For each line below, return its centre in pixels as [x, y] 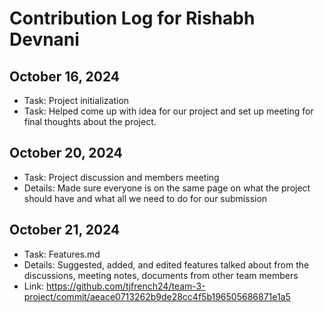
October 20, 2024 [66, 153]
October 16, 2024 [65, 76]
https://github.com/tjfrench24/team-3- [126, 286]
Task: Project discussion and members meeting [121, 177]
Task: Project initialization [76, 100]
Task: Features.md [62, 254]
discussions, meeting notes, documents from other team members [161, 275]
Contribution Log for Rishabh [132, 18]
